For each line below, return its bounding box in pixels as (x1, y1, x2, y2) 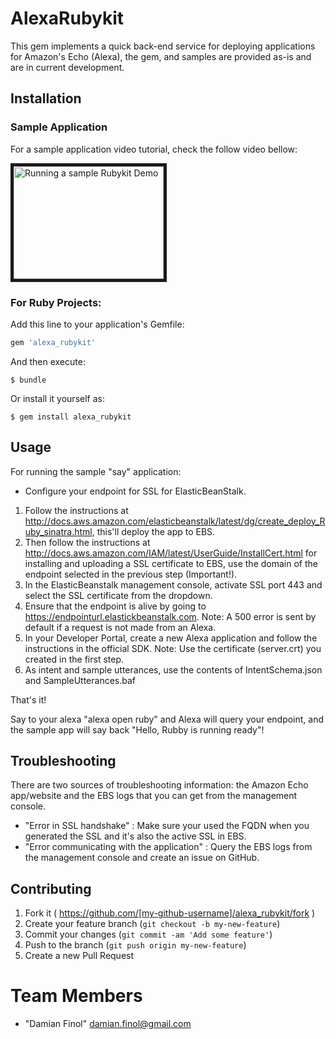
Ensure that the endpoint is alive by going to (24, 600, 207, 612)
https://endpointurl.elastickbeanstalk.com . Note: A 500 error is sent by (24, 610, 317, 622)
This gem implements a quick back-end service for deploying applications (10, 40, 316, 52)
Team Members (10, 985, 143, 1007)
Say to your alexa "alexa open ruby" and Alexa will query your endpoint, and (10, 713, 325, 725)
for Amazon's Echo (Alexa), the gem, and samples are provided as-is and (10, 50, 312, 62)
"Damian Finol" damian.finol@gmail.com (24, 1018, 192, 1030)
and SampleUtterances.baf (24, 674, 137, 686)
